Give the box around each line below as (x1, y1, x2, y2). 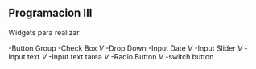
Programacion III (8, 6, 93, 20)
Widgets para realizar (8, 27, 80, 37)
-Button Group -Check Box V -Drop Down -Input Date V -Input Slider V (8, 43, 243, 53)
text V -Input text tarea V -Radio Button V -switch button (27, 51, 214, 61)
